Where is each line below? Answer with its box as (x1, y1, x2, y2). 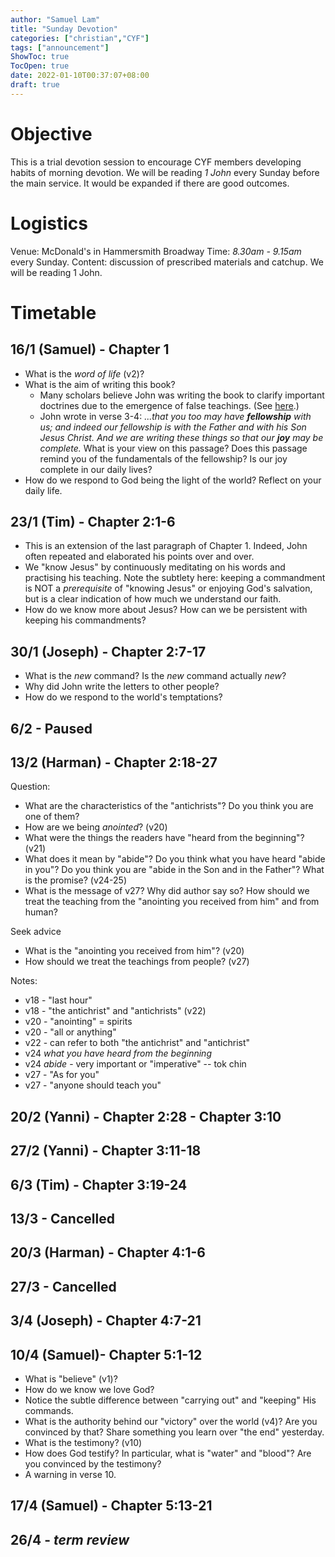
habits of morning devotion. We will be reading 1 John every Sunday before (10, 166, 320, 178)
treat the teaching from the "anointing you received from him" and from (24, 896, 320, 908)
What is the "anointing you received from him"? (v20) (24, 945, 245, 957)
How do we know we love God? (24, 1384, 155, 1395)
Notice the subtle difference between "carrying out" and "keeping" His (24, 1394, 317, 1406)
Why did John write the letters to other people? (24, 681, 220, 693)
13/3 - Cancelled (10, 1211, 115, 1228)
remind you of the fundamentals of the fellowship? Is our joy (39, 452, 288, 465)
